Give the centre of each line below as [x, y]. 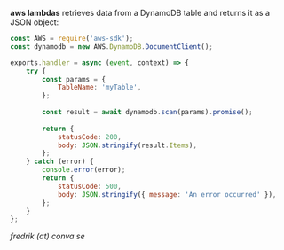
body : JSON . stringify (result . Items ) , [127, 145]
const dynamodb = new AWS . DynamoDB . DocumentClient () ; [112, 47]
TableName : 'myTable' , [99, 88]
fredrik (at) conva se [47, 236]
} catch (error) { [60, 162]
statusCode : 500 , [90, 186]
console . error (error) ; [84, 170]
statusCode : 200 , [90, 137]
